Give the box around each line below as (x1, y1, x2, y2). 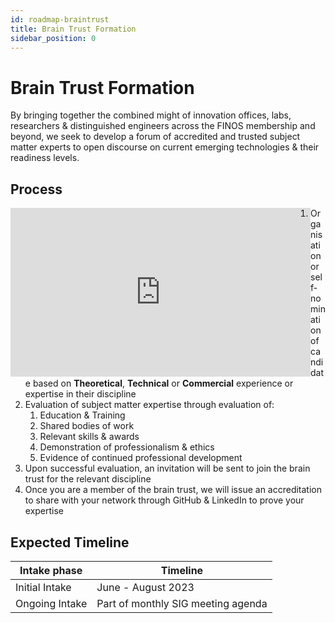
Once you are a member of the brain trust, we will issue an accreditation (24, 484, 323, 496)
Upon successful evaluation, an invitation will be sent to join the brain (24, 462, 311, 475)
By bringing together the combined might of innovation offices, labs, (10, 109, 292, 121)
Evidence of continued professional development (39, 452, 243, 464)
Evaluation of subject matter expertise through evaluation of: (24, 399, 275, 411)
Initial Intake (15, 580, 72, 594)
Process (10, 181, 63, 198)
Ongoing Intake (15, 596, 88, 610)
